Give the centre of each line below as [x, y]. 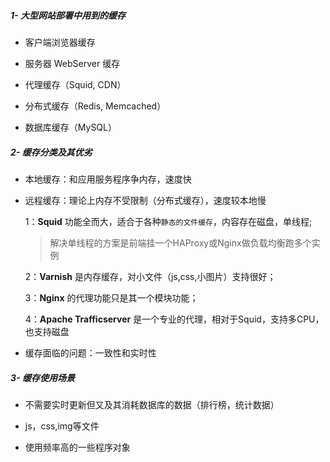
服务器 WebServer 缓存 [72, 63]
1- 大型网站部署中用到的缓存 [68, 15]
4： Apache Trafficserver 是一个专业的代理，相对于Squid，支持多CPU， [174, 319]
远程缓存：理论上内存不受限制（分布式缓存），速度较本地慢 [145, 200]
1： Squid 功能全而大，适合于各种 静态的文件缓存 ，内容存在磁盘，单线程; [168, 221]
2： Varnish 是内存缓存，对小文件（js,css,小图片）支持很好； [150, 276]
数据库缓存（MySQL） [70, 127]
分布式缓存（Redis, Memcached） [95, 106]
